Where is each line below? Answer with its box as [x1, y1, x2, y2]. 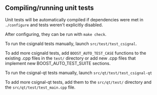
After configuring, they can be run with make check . [5, 31, 107, 37]
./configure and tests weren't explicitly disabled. [5, 22, 103, 28]
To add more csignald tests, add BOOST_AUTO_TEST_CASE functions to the [5, 50, 146, 56]
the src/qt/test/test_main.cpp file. [5, 84, 76, 90]
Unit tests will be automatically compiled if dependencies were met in [5, 16, 144, 22]
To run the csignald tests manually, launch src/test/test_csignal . [5, 41, 137, 47]
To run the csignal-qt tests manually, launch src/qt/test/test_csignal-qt [5, 70, 153, 76]
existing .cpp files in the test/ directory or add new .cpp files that [5, 55, 136, 61]
